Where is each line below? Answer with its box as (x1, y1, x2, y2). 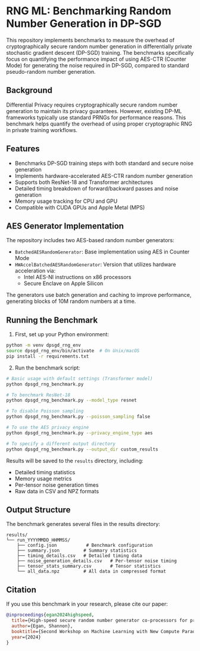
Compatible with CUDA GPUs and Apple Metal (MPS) (14, 204, 145, 211)
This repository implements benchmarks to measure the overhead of (6, 36, 175, 43)
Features (6, 144, 40, 154)
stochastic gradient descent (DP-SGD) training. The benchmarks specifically (6, 49, 194, 56)
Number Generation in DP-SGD (6, 17, 162, 30)
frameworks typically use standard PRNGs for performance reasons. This (6, 114, 186, 121)
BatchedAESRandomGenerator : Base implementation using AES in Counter (14, 248, 190, 255)
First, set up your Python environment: (14, 331, 109, 338)
